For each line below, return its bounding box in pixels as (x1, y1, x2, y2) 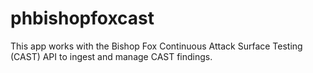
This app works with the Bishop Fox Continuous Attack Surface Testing (10, 40, 303, 52)
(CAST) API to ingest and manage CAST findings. (10, 50, 213, 62)
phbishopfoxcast (10, 7, 155, 30)
